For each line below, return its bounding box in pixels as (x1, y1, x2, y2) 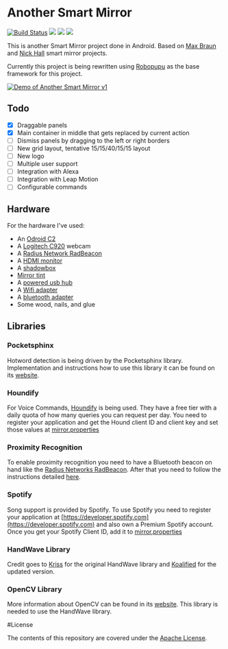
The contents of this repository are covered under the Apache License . (7, 634, 207, 642)
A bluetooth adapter (16, 293, 74, 301)
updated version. (7, 567, 55, 576)
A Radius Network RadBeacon (16, 249, 103, 258)
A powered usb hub (16, 279, 73, 287)
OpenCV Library (7, 585, 62, 594)
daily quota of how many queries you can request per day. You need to (7, 411, 207, 419)
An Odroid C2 (16, 235, 56, 243)
